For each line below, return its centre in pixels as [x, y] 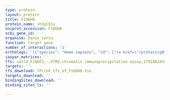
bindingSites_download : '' [34, 80]
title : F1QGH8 [20, 19]
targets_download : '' [28, 76]
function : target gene [29, 43]
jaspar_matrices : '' [27, 57]
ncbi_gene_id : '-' [25, 33]
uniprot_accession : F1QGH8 [34, 29]
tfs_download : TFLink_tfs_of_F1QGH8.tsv [49, 71]
